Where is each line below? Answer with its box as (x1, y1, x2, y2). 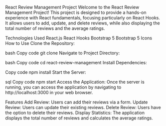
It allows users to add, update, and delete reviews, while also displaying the (5, 20, 161, 26)
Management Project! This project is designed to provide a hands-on (5, 9, 147, 15)
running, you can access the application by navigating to (5, 84, 122, 90)
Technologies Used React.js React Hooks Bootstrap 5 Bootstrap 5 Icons (5, 35, 153, 41)
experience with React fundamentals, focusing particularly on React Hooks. (5, 15, 161, 20)
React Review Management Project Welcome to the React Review (5, 4, 140, 10)
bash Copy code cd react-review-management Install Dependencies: (5, 60, 147, 65)
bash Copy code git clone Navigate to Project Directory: (5, 50, 120, 56)
